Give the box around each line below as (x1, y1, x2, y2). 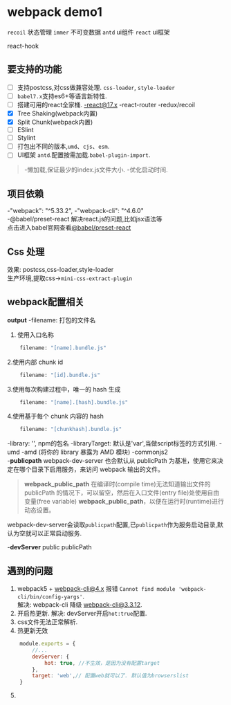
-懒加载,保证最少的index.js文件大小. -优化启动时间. (24, 165, 168, 174)
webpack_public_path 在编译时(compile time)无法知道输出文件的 (24, 480, 211, 488)
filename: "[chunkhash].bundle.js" (19, 426, 122, 433)
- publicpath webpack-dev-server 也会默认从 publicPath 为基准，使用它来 (7, 457, 218, 465)
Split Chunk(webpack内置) (17, 118, 93, 126)
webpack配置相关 (7, 296, 84, 308)
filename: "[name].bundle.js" (19, 344, 107, 351)
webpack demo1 (7, 4, 102, 20)
